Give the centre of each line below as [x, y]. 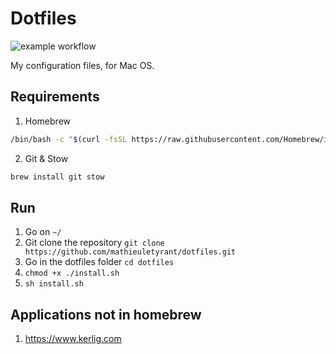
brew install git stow [57, 177]
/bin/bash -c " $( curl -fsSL [69, 139]
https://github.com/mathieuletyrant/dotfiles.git [130, 252]
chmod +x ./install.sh [72, 273]
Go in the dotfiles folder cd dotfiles [99, 262]
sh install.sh [54, 284]
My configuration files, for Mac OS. [82, 65]
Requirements [55, 97]
